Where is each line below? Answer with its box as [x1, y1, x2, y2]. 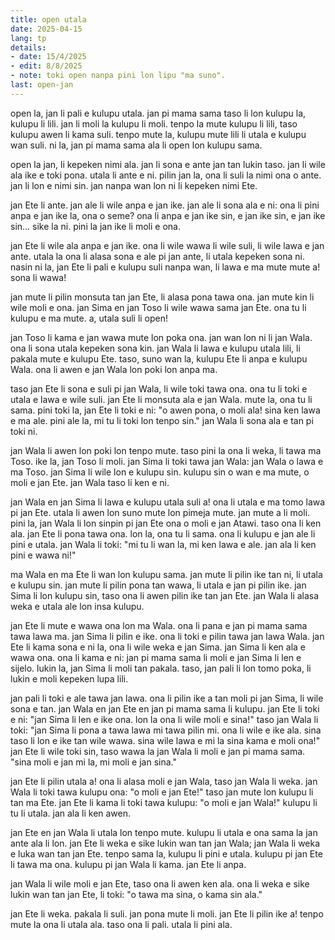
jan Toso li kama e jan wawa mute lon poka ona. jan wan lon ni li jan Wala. [10, 331, 313, 343]
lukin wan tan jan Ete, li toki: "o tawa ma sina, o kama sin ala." [10, 888, 263, 900]
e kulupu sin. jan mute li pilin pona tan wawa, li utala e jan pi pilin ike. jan [10, 579, 307, 591]
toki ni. [10, 425, 38, 437]
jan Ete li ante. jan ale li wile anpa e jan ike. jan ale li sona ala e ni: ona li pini [10, 199, 320, 211]
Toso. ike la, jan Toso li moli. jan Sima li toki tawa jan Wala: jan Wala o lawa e [10, 455, 324, 467]
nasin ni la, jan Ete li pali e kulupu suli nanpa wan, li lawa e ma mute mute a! [10, 261, 321, 273]
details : [10, 42, 47, 53]
